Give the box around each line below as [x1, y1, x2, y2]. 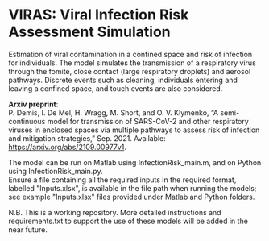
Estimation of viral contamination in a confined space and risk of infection [8, 49, 253, 59]
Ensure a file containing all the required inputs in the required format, [8, 175, 237, 185]
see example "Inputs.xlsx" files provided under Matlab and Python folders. [8, 192, 255, 202]
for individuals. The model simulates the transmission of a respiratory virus [8, 58, 256, 68]
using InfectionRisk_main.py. [8, 166, 103, 176]
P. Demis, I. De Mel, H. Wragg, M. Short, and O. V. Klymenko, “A [8, 107, 219, 118]
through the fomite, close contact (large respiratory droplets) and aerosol [8, 66, 251, 76]
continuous [8, 116, 46, 126]
